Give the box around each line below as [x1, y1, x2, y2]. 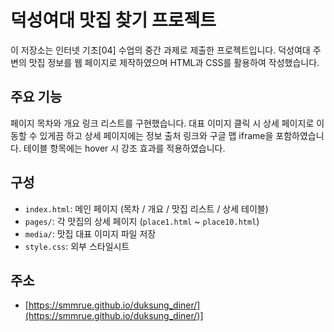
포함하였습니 [275, 129, 325, 141]
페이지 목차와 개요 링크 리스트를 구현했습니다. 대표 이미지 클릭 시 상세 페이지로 [10, 117, 315, 129]
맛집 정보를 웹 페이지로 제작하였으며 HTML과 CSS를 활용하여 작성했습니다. [28, 56, 320, 68]
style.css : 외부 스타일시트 [24, 240, 130, 252]
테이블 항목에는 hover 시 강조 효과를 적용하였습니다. [23, 142, 226, 154]
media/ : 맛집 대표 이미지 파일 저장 [24, 227, 157, 240]
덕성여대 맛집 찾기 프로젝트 [10, 9, 217, 32]
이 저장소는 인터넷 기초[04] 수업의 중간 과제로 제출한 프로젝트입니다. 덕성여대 [10, 44, 311, 56]
